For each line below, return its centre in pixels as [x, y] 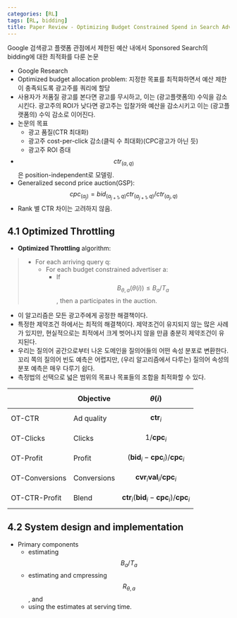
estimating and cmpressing [67, 576]
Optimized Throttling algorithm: [64, 249]
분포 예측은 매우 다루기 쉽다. [56, 368]
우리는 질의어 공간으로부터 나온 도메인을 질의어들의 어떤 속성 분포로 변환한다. [123, 350]
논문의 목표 [33, 124]
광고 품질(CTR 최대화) [59, 132]
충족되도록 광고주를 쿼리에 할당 [68, 88]
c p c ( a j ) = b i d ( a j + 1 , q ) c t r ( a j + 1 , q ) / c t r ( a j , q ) [124, 196]
